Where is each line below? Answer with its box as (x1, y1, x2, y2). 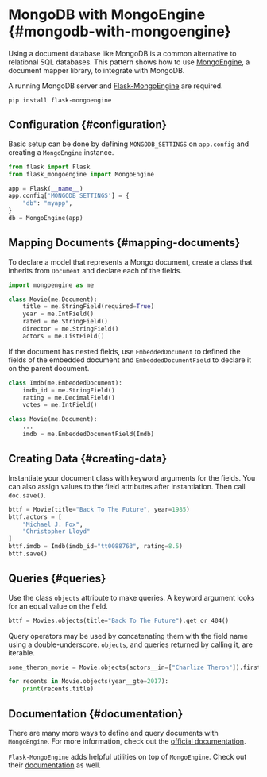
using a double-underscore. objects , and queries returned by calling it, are (8, 640, 253, 649)
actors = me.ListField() (22, 332, 105, 340)
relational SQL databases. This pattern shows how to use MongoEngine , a (8, 57, 250, 67)
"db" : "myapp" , (22, 199, 73, 207)
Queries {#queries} (8, 572, 106, 586)
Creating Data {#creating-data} (8, 452, 168, 466)
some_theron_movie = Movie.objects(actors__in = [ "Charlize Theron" (8, 663, 233, 671)
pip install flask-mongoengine (8, 96, 112, 104)
